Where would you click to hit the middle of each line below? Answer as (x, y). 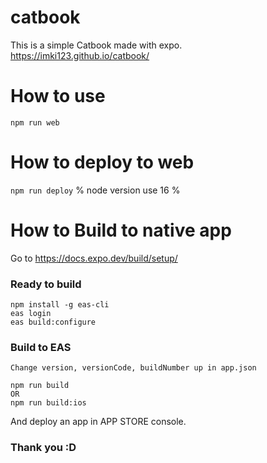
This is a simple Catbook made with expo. (96, 45)
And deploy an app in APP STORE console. (98, 422)
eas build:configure (53, 322)
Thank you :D (43, 448)
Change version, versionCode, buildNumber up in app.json (133, 368)
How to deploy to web (102, 162)
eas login (31, 314)
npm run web (35, 122)
